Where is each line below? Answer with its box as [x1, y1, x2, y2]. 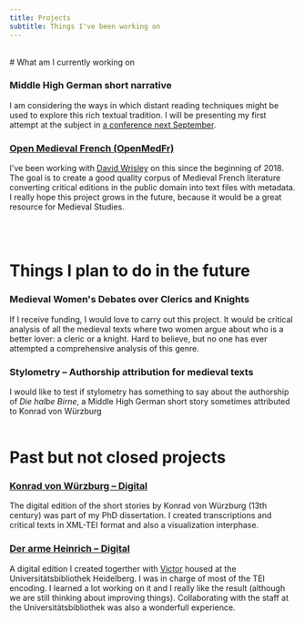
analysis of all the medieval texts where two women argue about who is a [9, 323, 284, 334]
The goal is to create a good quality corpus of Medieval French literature [9, 172, 281, 183]
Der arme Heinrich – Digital [9, 543, 130, 556]
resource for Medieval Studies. [9, 201, 125, 212]
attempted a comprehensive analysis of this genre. [9, 342, 200, 353]
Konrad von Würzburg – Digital [9, 479, 148, 492]
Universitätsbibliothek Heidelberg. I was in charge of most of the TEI [9, 573, 266, 584]
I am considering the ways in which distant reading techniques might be [9, 99, 279, 110]
